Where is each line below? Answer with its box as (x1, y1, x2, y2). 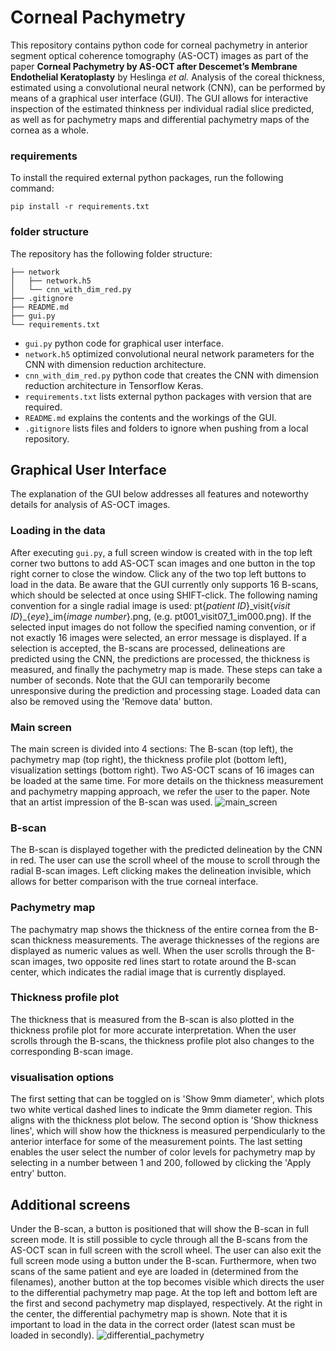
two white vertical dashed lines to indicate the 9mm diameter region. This (10, 1104, 313, 1116)
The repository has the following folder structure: (10, 247, 213, 260)
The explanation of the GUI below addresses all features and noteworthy (10, 488, 309, 500)
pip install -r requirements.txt (10, 202, 150, 212)
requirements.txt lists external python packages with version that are (24, 390, 312, 402)
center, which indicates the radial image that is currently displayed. (10, 966, 287, 978)
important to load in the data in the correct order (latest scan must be (10, 1318, 296, 1330)
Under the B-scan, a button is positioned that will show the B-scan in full (10, 1222, 309, 1235)
